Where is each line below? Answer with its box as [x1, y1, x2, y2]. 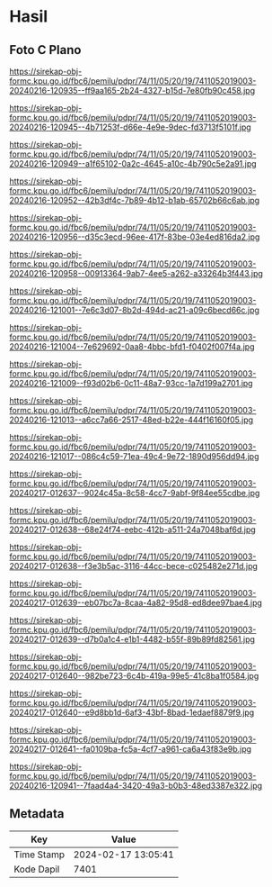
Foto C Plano [9, 42, 82, 58]
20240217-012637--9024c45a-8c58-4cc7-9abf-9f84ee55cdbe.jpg [9, 488, 260, 498]
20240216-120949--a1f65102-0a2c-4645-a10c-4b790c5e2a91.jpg [9, 158, 258, 168]
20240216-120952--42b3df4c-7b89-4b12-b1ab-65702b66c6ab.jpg [9, 195, 260, 205]
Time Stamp [13, 848, 66, 861]
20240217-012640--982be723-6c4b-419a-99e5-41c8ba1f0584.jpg [9, 671, 259, 681]
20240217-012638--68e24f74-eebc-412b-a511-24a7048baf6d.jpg [9, 524, 256, 535]
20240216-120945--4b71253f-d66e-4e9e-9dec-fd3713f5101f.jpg [9, 122, 251, 132]
